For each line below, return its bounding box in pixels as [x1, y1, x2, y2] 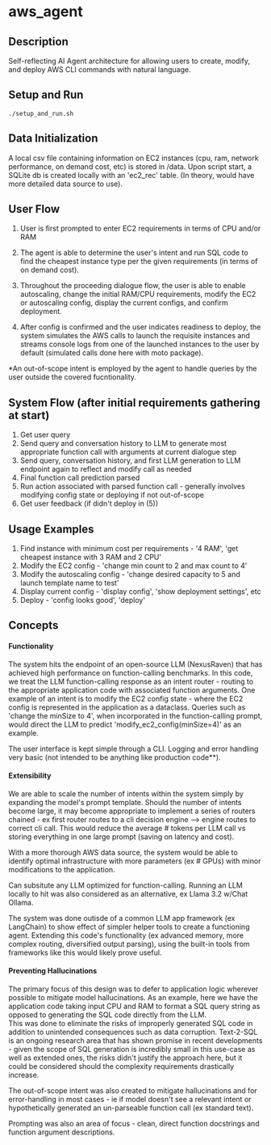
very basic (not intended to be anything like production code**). [8, 752, 221, 762]
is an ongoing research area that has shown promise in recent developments [8, 1036, 263, 1045]
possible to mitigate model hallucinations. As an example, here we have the [8, 993, 258, 1003]
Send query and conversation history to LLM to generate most [19, 439, 227, 448]
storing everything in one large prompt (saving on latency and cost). [8, 832, 235, 842]
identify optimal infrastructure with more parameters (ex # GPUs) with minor [8, 856, 261, 866]
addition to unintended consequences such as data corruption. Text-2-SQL [8, 1027, 258, 1037]
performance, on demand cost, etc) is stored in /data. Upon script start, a [8, 161, 252, 172]
